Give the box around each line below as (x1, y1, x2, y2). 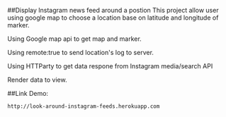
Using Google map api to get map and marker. (7, 35, 142, 43)
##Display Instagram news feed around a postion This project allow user (7, 6, 219, 14)
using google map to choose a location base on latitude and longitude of (7, 13, 219, 22)
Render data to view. (7, 75, 67, 84)
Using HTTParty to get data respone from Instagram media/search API (7, 62, 213, 70)
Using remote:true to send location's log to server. (7, 49, 154, 56)
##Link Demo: (7, 90, 48, 97)
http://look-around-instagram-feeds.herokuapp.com (7, 103, 160, 110)
